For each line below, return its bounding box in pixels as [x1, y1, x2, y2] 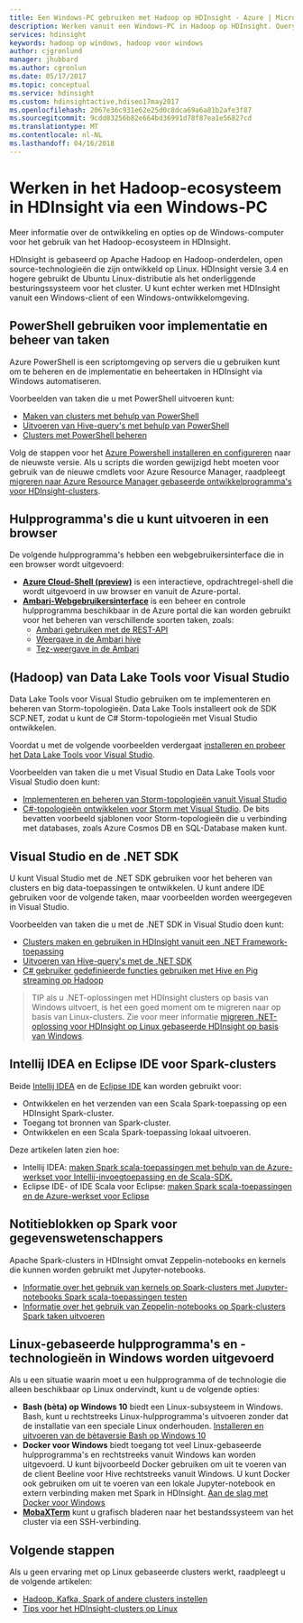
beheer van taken [9, 333, 110, 348]
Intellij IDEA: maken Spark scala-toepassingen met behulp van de [22, 1161, 266, 1172]
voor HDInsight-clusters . [9, 485, 101, 496]
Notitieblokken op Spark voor [9, 1216, 178, 1232]
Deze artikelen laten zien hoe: [9, 1144, 120, 1155]
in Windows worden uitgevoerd [94, 1350, 275, 1366]
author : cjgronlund [9, 47, 83, 56]
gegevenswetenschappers [9, 1231, 164, 1246]
